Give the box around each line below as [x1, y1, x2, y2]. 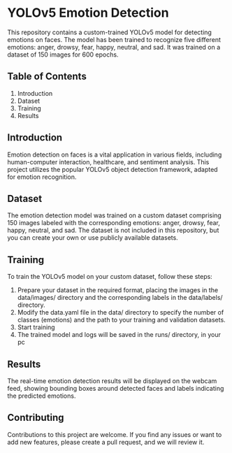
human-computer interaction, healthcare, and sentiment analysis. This [7, 157, 210, 166]
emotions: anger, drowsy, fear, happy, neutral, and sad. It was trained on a [7, 43, 221, 51]
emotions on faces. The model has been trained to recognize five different [7, 35, 222, 43]
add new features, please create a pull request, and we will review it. [7, 438, 205, 446]
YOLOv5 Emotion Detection [7, 5, 169, 21]
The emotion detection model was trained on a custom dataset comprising [7, 211, 222, 220]
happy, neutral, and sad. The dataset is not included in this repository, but [7, 226, 219, 235]
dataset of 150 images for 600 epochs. [7, 50, 119, 59]
